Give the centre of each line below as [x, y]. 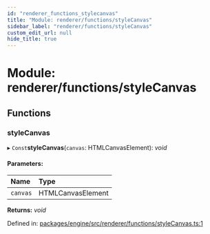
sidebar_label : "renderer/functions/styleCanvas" [80, 26]
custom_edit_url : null [40, 33]
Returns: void [27, 210]
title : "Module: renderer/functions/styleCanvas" [80, 20]
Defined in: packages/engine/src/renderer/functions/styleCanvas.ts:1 [105, 224]
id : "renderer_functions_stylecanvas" [63, 13]
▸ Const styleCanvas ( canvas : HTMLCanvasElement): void [87, 148]
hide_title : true [32, 39]
